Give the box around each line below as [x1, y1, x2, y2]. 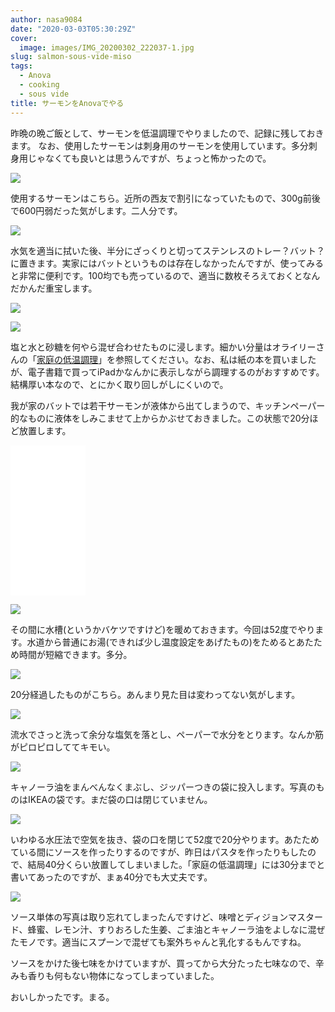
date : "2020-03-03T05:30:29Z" [10, 24, 137, 34]
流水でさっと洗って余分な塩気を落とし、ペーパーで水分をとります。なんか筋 [10, 728, 324, 740]
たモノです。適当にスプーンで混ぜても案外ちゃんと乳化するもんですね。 [10, 936, 307, 948]
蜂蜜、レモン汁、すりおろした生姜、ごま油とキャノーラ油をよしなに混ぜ [27, 923, 326, 935]
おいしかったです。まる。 [10, 991, 115, 1003]
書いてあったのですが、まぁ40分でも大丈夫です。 [10, 871, 213, 883]
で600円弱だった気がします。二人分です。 [10, 204, 183, 216]
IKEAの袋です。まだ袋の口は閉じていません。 [27, 793, 213, 805]
